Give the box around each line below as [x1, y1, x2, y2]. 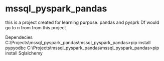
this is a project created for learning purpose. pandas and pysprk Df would [5, 19, 159, 25]
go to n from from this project [5, 24, 66, 30]
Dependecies [5, 34, 33, 40]
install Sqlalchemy [5, 50, 43, 56]
